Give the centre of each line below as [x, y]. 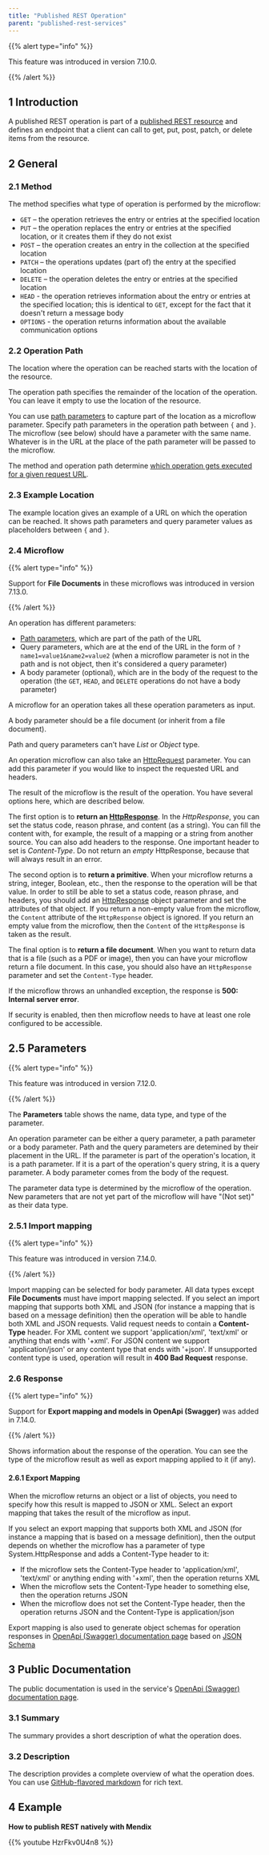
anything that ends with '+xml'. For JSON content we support [109, 1341]
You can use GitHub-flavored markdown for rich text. [96, 1782]
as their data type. [38, 1205]
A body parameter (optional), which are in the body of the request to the [139, 672]
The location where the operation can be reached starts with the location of [133, 368]
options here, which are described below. [76, 801]
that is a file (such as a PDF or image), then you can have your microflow [128, 958]
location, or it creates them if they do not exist [96, 236]
